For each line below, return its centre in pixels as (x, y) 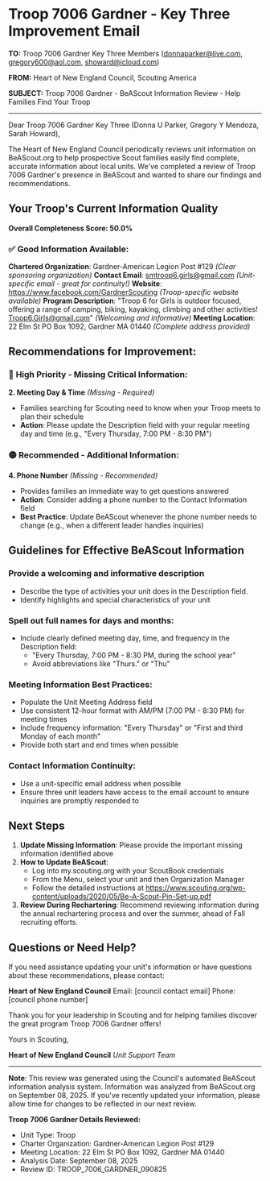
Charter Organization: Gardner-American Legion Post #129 (117, 1144)
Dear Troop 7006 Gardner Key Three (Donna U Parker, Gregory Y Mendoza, (134, 125)
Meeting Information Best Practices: (80, 684)
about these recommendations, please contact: (86, 976)
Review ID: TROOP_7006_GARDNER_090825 (93, 1170)
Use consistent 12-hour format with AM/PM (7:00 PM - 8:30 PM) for (132, 711)
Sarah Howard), (34, 133)
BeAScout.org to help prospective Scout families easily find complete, (124, 157)
